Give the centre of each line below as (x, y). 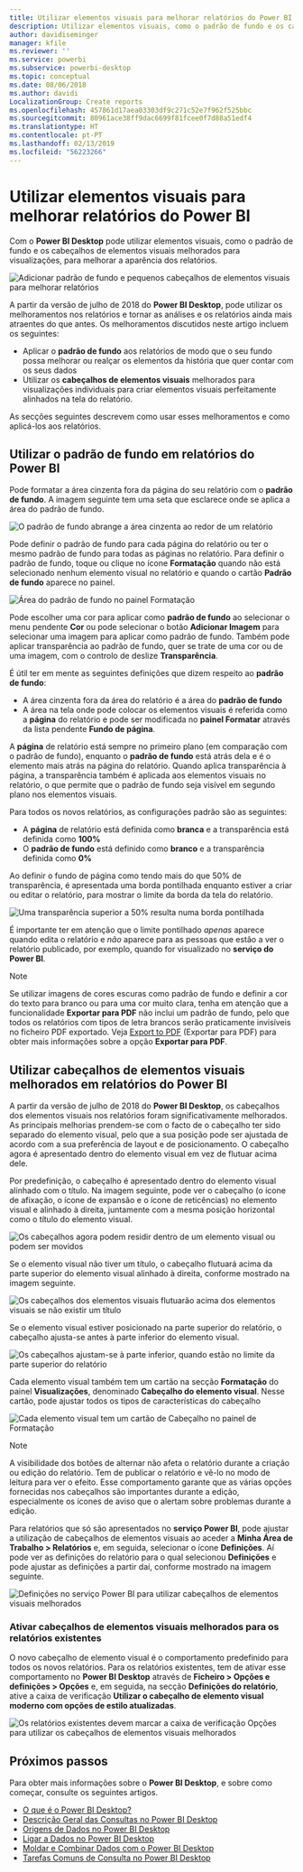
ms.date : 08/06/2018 (48, 85)
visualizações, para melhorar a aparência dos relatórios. (114, 260)
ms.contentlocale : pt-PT (56, 135)
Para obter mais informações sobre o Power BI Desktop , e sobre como (141, 1783)
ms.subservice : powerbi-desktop (70, 69)
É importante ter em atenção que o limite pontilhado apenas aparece (137, 930)
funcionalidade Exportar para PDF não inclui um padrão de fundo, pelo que (150, 1013)
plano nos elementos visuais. (63, 794)
